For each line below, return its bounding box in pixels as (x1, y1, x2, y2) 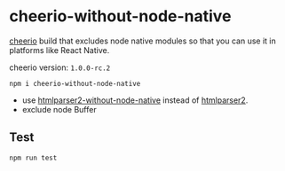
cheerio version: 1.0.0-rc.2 (9, 62, 111, 73)
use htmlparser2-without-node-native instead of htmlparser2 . (21, 95, 249, 105)
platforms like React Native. (9, 44, 110, 55)
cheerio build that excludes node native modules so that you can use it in (9, 35, 277, 46)
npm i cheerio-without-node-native (9, 79, 141, 88)
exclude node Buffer (21, 104, 97, 114)
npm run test (9, 153, 58, 162)
